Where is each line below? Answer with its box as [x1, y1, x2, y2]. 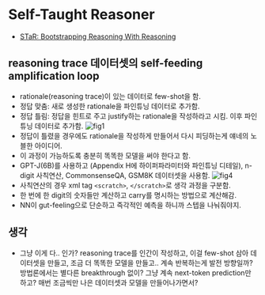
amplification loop [8, 70, 100, 83]
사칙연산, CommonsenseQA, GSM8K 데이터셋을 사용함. [36, 170, 210, 180]
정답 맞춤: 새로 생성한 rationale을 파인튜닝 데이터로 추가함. [19, 101, 200, 111]
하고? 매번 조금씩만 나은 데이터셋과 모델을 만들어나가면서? [19, 278, 199, 287]
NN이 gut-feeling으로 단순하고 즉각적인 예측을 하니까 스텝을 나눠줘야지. [19, 200, 241, 210]
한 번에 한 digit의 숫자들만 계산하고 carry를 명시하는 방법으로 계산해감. [19, 190, 237, 199]
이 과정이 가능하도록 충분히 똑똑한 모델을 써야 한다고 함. [19, 150, 191, 160]
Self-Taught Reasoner [8, 6, 156, 24]
